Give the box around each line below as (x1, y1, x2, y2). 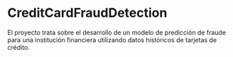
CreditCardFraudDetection (7, 5, 168, 21)
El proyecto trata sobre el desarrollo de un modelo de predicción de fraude (7, 28, 226, 37)
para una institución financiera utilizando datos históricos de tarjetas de (7, 35, 217, 44)
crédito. (7, 43, 31, 51)
